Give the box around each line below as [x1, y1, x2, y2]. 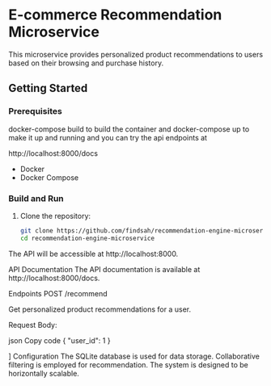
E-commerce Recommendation [8, 6, 222, 24]
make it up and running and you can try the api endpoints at [8, 132, 208, 142]
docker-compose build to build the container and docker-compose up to [8, 124, 250, 134]
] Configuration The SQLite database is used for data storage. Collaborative [8, 351, 260, 361]
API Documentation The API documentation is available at [8, 264, 201, 274]
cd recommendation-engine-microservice [19, 234, 155, 242]
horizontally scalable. [8, 368, 79, 378]
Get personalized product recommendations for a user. [8, 304, 192, 314]
